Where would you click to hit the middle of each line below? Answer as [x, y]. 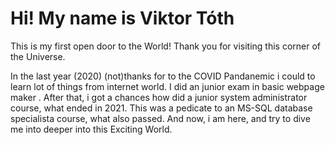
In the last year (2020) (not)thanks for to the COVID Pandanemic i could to [163, 76]
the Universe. [38, 56]
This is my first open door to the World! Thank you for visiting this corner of [166, 46]
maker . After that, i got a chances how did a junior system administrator [159, 97]
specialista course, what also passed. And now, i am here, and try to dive [160, 118]
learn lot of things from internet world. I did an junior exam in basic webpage [167, 86]
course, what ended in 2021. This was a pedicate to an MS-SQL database [161, 108]
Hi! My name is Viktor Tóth [122, 18]
